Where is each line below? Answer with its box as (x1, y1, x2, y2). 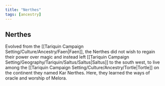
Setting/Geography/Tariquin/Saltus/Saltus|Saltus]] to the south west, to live (5, 59, 160, 65)
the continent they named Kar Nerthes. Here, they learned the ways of (5, 70, 150, 76)
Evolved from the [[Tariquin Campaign (5, 43, 84, 50)
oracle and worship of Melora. (5, 75, 67, 81)
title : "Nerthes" (5, 7, 41, 12)
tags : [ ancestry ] (5, 12, 41, 17)
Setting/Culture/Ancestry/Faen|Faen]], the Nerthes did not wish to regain (5, 49, 155, 55)
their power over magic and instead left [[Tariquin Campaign (5, 54, 129, 60)
